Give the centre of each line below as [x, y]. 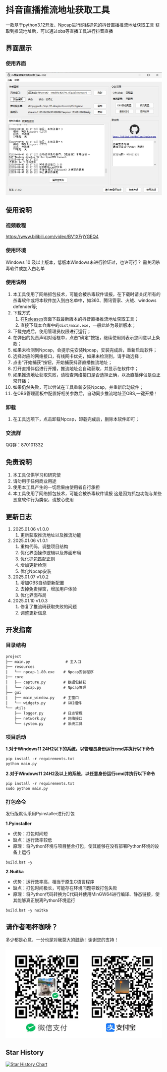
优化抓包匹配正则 [38, 559]
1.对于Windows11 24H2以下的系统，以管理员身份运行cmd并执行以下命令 [80, 749]
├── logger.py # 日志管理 [49, 713]
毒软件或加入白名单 [25, 268]
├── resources [20, 667]
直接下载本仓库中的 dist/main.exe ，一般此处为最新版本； [78, 325]
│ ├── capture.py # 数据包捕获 [46, 682]
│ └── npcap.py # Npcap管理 [46, 687]
